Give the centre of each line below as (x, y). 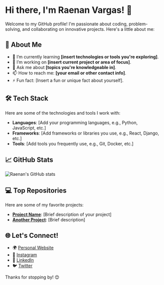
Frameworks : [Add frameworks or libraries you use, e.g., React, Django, (86, 133)
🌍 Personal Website (33, 248)
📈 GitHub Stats (29, 160)
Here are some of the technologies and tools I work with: (63, 113)
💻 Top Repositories (36, 190)
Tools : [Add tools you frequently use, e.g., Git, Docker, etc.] (73, 143)
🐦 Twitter (22, 266)
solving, (13, 29)
